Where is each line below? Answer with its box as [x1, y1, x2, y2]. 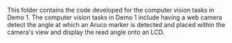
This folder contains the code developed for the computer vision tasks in [7, 6, 215, 14]
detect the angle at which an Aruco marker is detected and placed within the [7, 21, 226, 28]
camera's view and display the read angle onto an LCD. [7, 28, 165, 36]
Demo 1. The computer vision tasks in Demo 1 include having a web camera [7, 13, 223, 21]
